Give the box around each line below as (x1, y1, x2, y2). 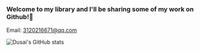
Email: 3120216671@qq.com (6, 26, 77, 34)
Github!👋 (6, 12, 34, 21)
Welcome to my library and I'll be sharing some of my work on (6, 5, 194, 14)
